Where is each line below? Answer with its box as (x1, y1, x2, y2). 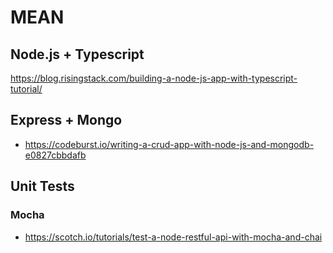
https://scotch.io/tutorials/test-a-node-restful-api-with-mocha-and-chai (24, 231, 323, 243)
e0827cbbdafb (24, 149, 87, 161)
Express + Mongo (10, 112, 123, 129)
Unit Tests (10, 178, 75, 195)
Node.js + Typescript (10, 46, 145, 63)
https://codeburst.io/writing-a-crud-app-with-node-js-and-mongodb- (24, 138, 315, 150)
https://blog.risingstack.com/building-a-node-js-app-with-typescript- (10, 72, 298, 84)
